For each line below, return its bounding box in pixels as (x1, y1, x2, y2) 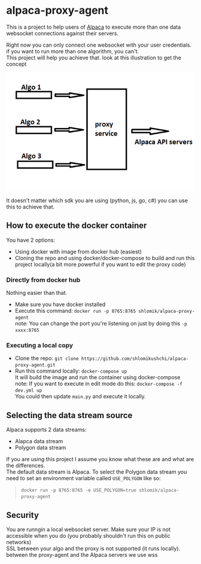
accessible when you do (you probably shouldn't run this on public (6, 532, 170, 539)
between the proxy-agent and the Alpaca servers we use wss (6, 551, 158, 558)
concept (6, 60, 27, 68)
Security (6, 510, 39, 520)
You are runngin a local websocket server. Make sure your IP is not (6, 526, 171, 533)
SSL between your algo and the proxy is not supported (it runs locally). (6, 545, 181, 552)
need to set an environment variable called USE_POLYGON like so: (6, 475, 162, 482)
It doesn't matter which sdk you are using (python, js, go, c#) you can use (6, 197, 188, 204)
